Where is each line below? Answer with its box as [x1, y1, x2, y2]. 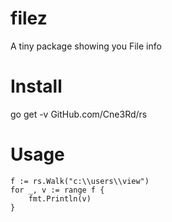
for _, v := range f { [10, 185, 105, 195]
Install [10, 75, 63, 98]
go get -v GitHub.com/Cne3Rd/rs [10, 108, 148, 120]
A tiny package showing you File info [10, 40, 162, 52]
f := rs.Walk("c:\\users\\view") [10, 176, 150, 186]
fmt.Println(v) [28, 193, 92, 204]
